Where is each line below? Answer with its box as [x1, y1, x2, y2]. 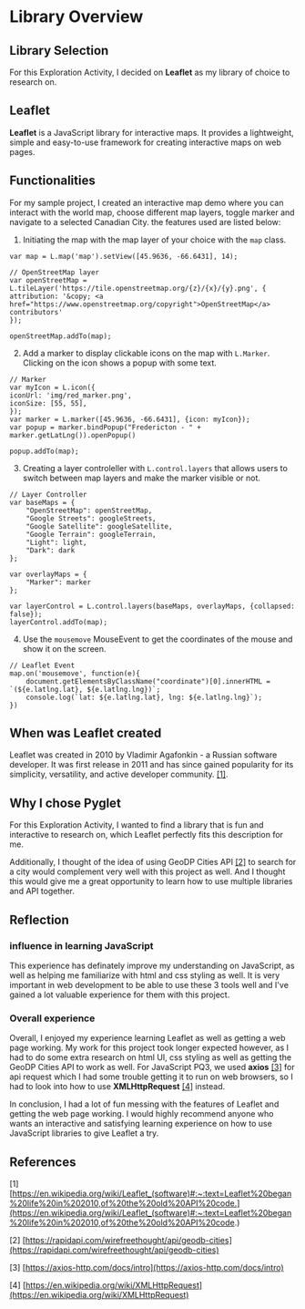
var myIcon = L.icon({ [9, 383, 96, 392]
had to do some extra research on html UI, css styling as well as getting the [9, 1052, 292, 1063]
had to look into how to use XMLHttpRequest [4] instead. [9, 1081, 226, 1092]
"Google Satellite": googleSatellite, [25, 521, 173, 531]
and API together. [9, 886, 75, 897]
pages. [9, 146, 36, 157]
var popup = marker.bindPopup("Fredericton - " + [9, 422, 202, 432]
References [9, 1154, 76, 1170]
